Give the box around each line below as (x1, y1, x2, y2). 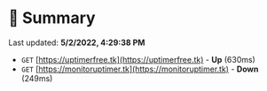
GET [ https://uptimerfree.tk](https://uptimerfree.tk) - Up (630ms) (20, 54, 256, 64)
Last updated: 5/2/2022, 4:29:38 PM (8, 37, 145, 48)
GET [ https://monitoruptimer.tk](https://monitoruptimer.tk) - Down (20, 64, 259, 74)
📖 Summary (8, 8, 96, 28)
